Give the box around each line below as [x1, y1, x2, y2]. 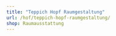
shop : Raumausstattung [6, 20, 64, 26]
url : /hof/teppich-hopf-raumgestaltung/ [6, 15, 111, 21]
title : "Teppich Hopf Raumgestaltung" [6, 9, 105, 15]
